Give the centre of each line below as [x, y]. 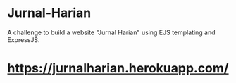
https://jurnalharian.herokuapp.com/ [118, 69]
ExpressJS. [24, 39]
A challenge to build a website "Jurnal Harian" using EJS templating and [112, 32]
